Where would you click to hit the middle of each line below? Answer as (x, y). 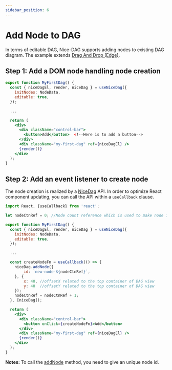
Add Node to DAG (43, 35)
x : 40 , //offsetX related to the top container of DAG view (89, 281)
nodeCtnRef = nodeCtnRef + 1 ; (47, 296)
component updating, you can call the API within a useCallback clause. (80, 197)
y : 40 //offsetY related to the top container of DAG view (89, 286)
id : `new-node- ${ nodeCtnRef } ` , (57, 272)
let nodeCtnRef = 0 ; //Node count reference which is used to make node (84, 215)
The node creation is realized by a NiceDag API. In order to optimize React (84, 191)
